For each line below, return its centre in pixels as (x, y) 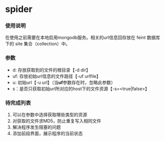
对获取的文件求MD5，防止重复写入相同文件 (57, 121)
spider (19, 9)
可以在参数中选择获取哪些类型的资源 (50, 115)
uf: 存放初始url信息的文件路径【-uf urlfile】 (56, 76)
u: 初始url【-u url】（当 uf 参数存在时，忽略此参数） (64, 82)
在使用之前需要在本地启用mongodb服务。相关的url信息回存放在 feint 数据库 (83, 37)
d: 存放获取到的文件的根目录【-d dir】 (51, 70)
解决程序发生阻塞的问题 (36, 127)
